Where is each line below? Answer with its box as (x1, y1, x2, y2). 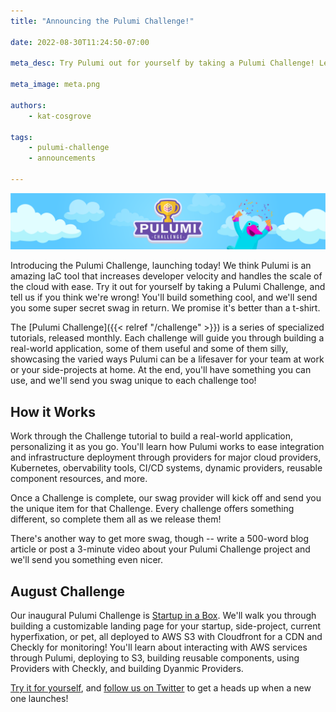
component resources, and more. (10, 473, 148, 485)
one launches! (10, 693, 69, 705)
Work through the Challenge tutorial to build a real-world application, (10, 430, 294, 442)
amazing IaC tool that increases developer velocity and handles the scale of (10, 270, 323, 282)
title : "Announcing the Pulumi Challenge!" (10, 16, 195, 26)
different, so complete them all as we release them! (10, 513, 222, 525)
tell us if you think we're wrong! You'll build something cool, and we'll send (10, 291, 318, 304)
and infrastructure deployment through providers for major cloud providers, (10, 451, 322, 464)
